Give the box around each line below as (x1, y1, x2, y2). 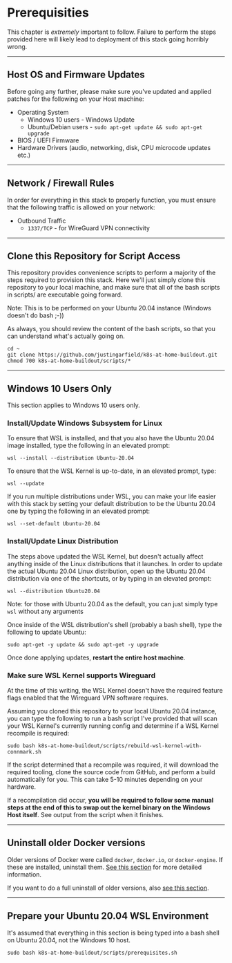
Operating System (17, 108, 69, 116)
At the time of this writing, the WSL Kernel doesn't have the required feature (7, 686, 223, 695)
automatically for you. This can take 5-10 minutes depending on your (7, 776, 203, 784)
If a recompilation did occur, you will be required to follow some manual (7, 796, 214, 805)
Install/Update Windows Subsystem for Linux (7, 418, 162, 428)
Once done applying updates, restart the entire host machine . (7, 653, 186, 662)
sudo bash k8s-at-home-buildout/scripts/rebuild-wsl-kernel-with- (7, 742, 202, 749)
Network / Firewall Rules (7, 178, 115, 189)
